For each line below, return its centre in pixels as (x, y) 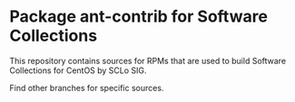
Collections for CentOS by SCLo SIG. (78, 70)
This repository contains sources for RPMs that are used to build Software (148, 60)
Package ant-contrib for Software (138, 17)
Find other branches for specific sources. (87, 88)
